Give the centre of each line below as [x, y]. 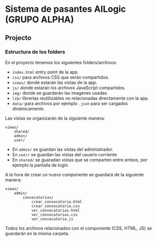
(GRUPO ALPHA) [40, 19]
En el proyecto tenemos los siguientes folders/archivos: [61, 62]
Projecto [18, 38]
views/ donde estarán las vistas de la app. [54, 82]
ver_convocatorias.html [55, 210]
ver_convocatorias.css [54, 215]
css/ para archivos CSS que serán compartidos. [61, 77]
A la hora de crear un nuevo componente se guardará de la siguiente [75, 174]
